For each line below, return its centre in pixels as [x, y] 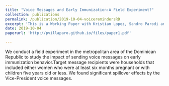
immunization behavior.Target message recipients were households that [80, 62]
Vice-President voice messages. [39, 78]
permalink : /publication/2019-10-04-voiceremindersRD [63, 19]
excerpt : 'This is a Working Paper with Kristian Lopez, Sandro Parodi [82, 24]
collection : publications [32, 14]
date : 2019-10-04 [23, 28]
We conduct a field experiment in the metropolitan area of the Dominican [80, 51]
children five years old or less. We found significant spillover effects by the [82, 73]
